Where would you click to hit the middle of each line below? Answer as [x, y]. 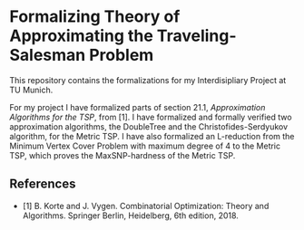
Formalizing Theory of [95, 17]
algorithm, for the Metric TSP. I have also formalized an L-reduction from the [152, 136]
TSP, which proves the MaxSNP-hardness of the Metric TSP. [123, 155]
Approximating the [82, 36]
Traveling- [197, 36]
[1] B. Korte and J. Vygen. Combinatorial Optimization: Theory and [146, 206]
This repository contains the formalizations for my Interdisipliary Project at [148, 80]
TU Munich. [31, 90]
